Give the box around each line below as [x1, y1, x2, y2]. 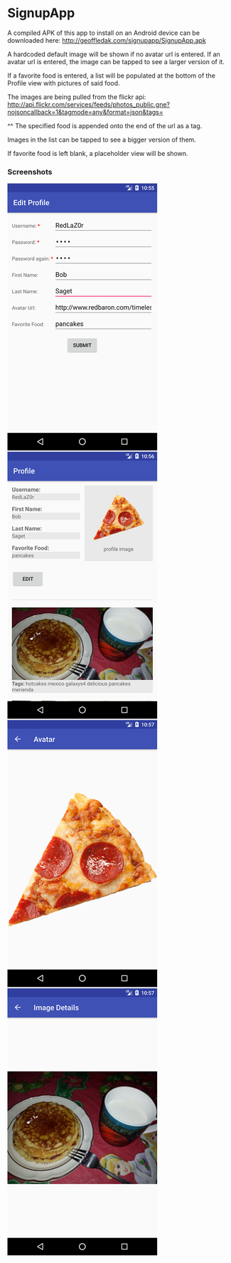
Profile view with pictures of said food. [7, 78, 120, 87]
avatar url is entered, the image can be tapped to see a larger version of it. [7, 57, 225, 65]
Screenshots [7, 167, 53, 177]
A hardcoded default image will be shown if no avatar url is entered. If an [7, 50, 220, 58]
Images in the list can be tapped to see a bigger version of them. [7, 135, 197, 144]
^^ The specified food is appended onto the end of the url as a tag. [7, 121, 203, 130]
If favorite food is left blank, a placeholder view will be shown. [7, 149, 188, 157]
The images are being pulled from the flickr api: [7, 93, 146, 101]
